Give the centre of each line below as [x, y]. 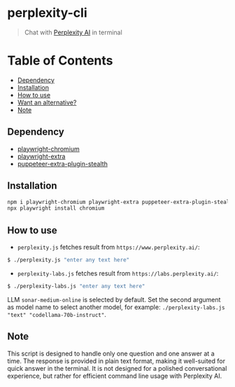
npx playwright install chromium [56, 208]
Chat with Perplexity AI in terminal [73, 32]
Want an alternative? [47, 102]
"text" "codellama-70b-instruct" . [57, 314]
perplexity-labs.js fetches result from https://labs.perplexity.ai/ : [118, 273]
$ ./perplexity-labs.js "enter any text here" [76, 286]
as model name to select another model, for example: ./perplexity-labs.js [116, 307]
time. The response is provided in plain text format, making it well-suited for [116, 361]
